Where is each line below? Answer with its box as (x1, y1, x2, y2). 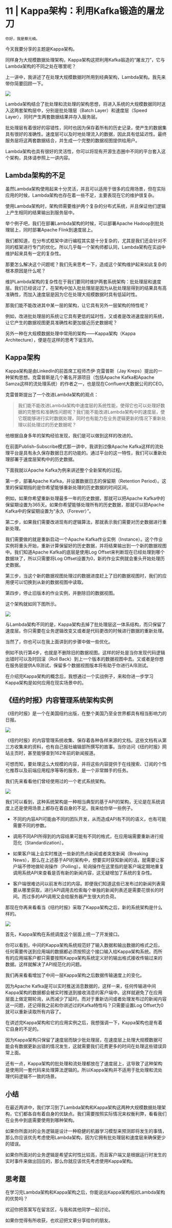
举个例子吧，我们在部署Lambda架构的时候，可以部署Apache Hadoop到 (5, 220, 155, 226)
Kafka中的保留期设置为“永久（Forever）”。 (5, 508, 94, 514)
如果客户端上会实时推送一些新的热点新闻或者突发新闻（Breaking (12, 851, 148, 857)
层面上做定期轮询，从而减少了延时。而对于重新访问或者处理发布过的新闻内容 (5, 996, 167, 1002)
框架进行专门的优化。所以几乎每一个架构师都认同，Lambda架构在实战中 (14, 244, 166, 250)
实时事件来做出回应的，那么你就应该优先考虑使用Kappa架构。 (5, 1158, 136, 1165)
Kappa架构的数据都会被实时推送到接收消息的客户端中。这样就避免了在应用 (5, 989, 163, 996)
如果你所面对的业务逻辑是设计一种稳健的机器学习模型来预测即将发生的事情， (5, 1128, 167, 1134)
